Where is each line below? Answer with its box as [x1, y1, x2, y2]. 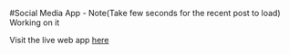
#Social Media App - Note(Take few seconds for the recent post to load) [9, 8, 281, 18]
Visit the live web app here [9, 35, 109, 45]
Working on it [9, 17, 60, 28]
